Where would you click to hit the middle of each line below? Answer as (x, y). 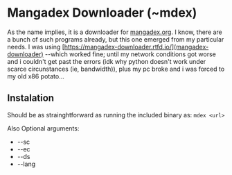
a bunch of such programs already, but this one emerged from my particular (116, 39)
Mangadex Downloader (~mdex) (102, 13)
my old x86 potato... (36, 76)
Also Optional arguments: (43, 128)
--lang (26, 164)
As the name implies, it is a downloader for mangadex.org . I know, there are (115, 32)
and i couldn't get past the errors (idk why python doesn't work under (107, 61)
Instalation (30, 98)
